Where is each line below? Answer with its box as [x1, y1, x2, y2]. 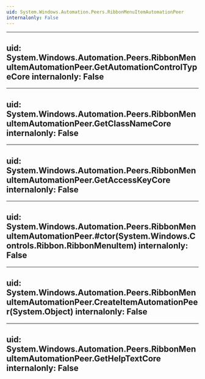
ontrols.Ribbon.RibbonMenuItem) [6, 240, 137, 251]
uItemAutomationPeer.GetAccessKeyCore [6, 175, 171, 185]
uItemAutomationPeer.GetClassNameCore [6, 118, 171, 129]
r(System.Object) [6, 306, 74, 317]
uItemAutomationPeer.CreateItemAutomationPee [6, 297, 198, 308]
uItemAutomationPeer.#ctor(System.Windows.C [6, 231, 196, 242]
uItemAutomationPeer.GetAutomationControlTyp [6, 62, 198, 72]
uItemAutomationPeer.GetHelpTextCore [6, 353, 162, 364]
